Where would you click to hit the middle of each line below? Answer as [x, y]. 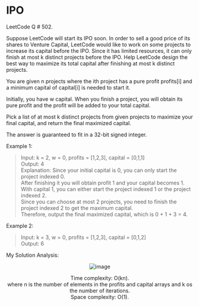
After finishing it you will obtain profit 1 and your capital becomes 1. [103, 183]
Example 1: [19, 146]
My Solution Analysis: [33, 255]
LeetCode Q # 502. [30, 27]
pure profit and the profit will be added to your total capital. [78, 105]
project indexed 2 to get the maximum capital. [77, 208]
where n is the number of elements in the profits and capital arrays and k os [100, 284]
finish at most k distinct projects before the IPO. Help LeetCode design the [97, 57]
